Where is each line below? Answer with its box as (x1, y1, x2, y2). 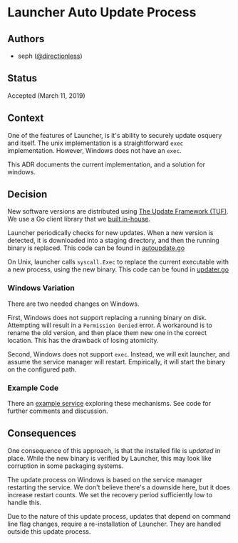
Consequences (7, 427, 77, 439)
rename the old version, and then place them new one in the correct (7, 328, 207, 337)
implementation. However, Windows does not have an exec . (7, 146, 182, 154)
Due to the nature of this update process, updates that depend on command (7, 512, 232, 520)
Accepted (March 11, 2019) (7, 91, 86, 100)
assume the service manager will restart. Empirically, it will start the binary (7, 357, 226, 366)
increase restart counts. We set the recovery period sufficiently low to (7, 490, 212, 499)
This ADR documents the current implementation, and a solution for (7, 160, 205, 169)
